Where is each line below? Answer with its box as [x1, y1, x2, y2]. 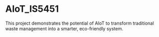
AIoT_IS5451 [5, 3, 59, 15]
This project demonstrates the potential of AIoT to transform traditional [5, 20, 154, 26]
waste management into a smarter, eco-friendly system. [5, 25, 124, 31]
